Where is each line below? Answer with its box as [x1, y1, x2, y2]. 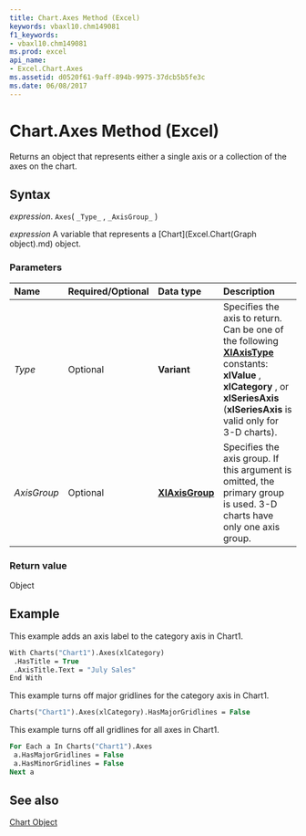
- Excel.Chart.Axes [9, 65, 84, 74]
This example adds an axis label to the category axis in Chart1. [9, 631, 244, 642]
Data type [158, 285, 202, 298]
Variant [158, 362, 191, 375]
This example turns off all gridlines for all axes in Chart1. [9, 725, 220, 736]
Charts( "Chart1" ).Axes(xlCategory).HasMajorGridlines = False [9, 708, 250, 717]
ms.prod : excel [9, 47, 67, 57]
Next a [9, 768, 35, 777]
